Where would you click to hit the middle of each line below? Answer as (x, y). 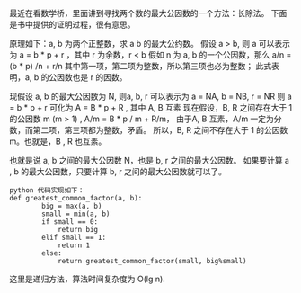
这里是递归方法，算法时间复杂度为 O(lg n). (88, 279)
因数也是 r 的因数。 (92, 77)
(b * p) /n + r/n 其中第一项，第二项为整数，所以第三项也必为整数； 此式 (141, 66)
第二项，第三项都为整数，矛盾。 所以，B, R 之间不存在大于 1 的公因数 (160, 130)
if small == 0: (70, 222)
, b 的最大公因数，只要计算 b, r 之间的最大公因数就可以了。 (118, 172)
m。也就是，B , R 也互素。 (58, 141)
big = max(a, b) (72, 206)
